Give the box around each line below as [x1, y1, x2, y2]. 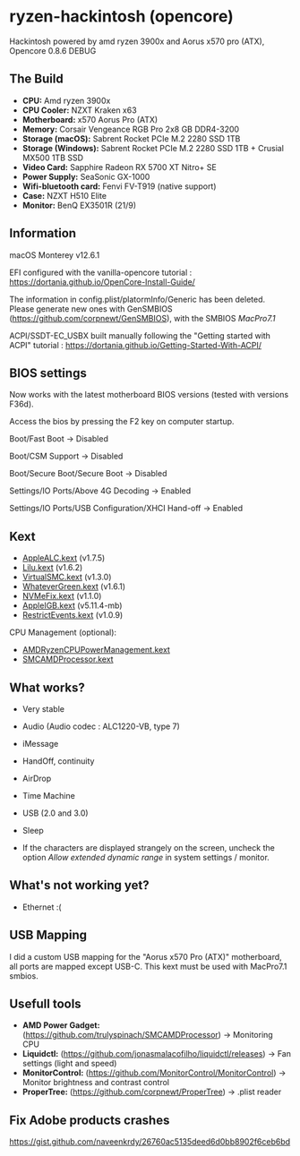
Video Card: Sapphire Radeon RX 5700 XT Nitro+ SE [21, 161, 217, 172]
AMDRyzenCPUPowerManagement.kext [21, 645, 170, 655]
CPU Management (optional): [9, 627, 117, 638]
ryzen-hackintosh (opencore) [9, 6, 235, 27]
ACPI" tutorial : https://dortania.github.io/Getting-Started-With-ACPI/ [9, 339, 262, 350]
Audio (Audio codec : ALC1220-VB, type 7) [21, 721, 181, 732]
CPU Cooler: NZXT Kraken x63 [21, 105, 137, 116]
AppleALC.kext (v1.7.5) [21, 552, 106, 563]
